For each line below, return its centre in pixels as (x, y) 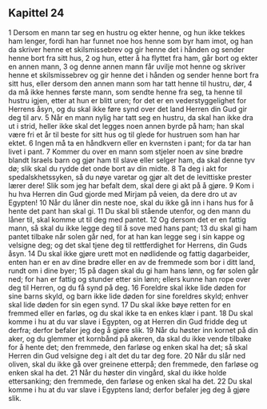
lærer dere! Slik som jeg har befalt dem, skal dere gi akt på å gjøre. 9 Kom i (131, 185)
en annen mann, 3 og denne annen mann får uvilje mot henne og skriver (127, 66)
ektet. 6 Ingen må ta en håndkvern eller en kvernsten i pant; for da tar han (130, 142)
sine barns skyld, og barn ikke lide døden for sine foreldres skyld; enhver (128, 296)
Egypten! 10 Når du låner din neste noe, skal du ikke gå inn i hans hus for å (131, 202)
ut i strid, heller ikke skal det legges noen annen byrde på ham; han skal (126, 126)
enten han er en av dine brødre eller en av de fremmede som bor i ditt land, (132, 262)
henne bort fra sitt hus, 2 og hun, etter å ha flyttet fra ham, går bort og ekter (133, 58)
